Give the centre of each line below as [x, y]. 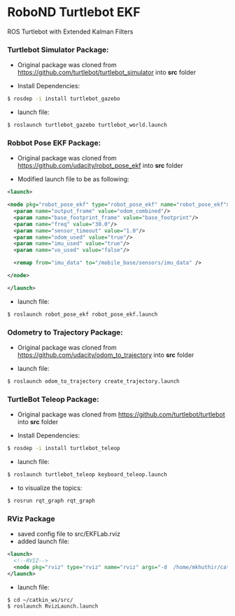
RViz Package [31, 519]
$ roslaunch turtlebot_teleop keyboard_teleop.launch [87, 475]
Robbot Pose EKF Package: [54, 143]
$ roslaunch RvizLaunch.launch [53, 606]
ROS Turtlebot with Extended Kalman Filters [70, 31]
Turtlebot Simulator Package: [58, 50]
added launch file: [43, 541]
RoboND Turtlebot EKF [74, 12]
